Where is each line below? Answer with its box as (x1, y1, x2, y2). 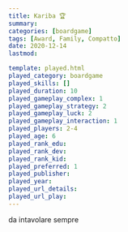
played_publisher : (8, 170, 70, 178)
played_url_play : (8, 192, 67, 200)
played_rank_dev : (8, 147, 67, 155)
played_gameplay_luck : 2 (8, 110, 92, 118)
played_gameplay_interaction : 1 (8, 117, 117, 126)
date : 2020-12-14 (8, 42, 67, 50)
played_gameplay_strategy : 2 (8, 102, 107, 110)
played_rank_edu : (8, 140, 67, 148)
